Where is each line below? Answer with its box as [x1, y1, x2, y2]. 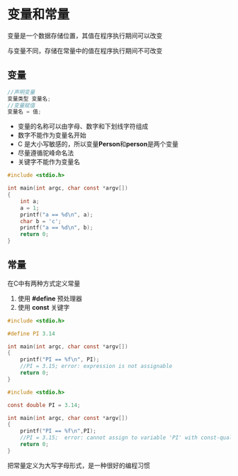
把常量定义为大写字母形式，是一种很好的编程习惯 [7, 461, 150, 470]
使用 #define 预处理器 [17, 294, 83, 303]
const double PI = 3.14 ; [7, 401, 81, 409]
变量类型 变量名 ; [7, 95, 51, 102]
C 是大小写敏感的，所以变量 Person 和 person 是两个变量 [17, 140, 179, 148]
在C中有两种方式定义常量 [7, 278, 81, 288]
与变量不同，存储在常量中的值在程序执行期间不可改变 [7, 46, 163, 55]
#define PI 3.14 [7, 330, 55, 337]
